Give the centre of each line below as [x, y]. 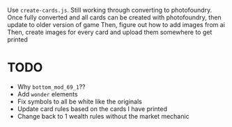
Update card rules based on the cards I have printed [92, 109]
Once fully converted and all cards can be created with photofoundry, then [114, 17]
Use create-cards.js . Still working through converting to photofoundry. [110, 10]
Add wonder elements [47, 94]
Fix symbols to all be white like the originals [80, 101]
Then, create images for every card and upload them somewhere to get [110, 32]
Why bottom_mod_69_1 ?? [51, 87]
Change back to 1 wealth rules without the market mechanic [103, 116]
